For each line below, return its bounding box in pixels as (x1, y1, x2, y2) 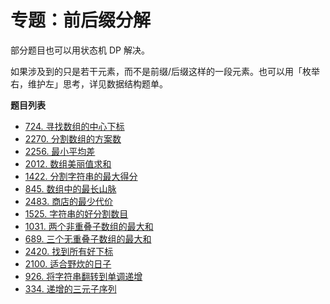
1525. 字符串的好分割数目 (24, 207, 129, 220)
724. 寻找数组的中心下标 (24, 120, 125, 132)
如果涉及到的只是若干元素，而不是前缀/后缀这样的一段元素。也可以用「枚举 (10, 65, 321, 77)
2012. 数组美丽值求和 (24, 157, 112, 170)
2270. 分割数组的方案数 (24, 132, 122, 145)
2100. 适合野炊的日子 (24, 257, 112, 270)
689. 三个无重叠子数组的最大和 (24, 232, 152, 245)
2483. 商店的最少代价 (24, 195, 114, 207)
